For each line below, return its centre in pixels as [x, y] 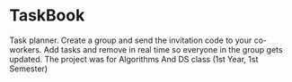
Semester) [28, 69]
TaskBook [47, 16]
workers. [26, 49]
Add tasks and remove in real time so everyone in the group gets [163, 49]
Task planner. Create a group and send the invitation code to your [131, 40]
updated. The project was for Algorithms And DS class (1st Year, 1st [134, 59]
